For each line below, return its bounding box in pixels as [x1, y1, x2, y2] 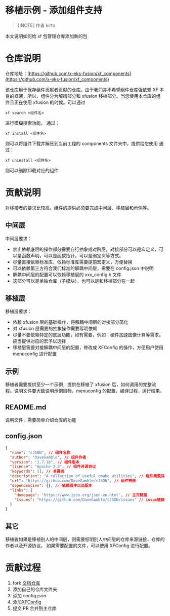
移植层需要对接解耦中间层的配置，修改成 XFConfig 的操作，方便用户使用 [12, 344, 163, 351]
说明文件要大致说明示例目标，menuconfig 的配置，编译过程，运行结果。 [14, 388, 164, 394]
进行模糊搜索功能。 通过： [5, 120, 60, 126]
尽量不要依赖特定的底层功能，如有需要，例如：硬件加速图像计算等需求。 [12, 332, 163, 338]
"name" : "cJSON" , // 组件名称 [10, 450, 71, 455]
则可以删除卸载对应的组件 [5, 167, 59, 173]
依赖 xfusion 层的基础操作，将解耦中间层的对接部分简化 [12, 319, 129, 325]
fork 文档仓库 [12, 580, 40, 586]
